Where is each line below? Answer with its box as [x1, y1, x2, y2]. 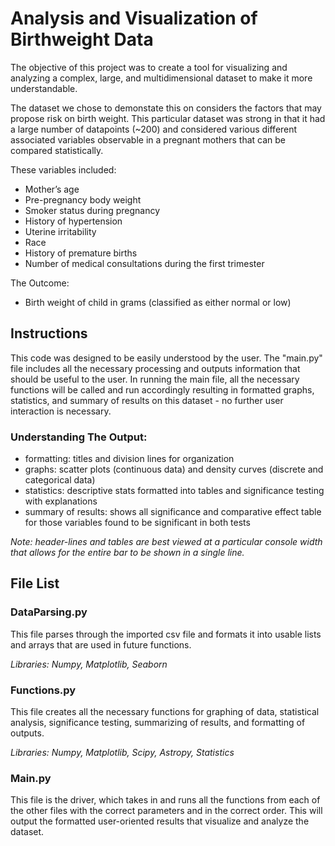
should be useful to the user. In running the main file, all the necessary [10, 373, 300, 385]
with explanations [24, 495, 98, 507]
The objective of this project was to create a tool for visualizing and [10, 61, 288, 73]
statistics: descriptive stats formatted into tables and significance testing [24, 485, 325, 497]
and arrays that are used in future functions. [10, 638, 192, 651]
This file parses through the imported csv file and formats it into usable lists [10, 628, 322, 640]
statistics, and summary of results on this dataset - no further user [10, 394, 284, 406]
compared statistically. [10, 144, 104, 156]
